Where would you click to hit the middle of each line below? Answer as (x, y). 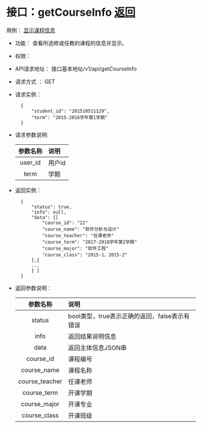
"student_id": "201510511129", (70, 111)
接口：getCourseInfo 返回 (71, 12)
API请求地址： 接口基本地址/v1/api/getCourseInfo (76, 69)
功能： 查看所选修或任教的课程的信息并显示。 (71, 43)
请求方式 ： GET (35, 81)
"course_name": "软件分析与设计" (81, 229)
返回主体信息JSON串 (98, 348)
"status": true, (51, 207)
